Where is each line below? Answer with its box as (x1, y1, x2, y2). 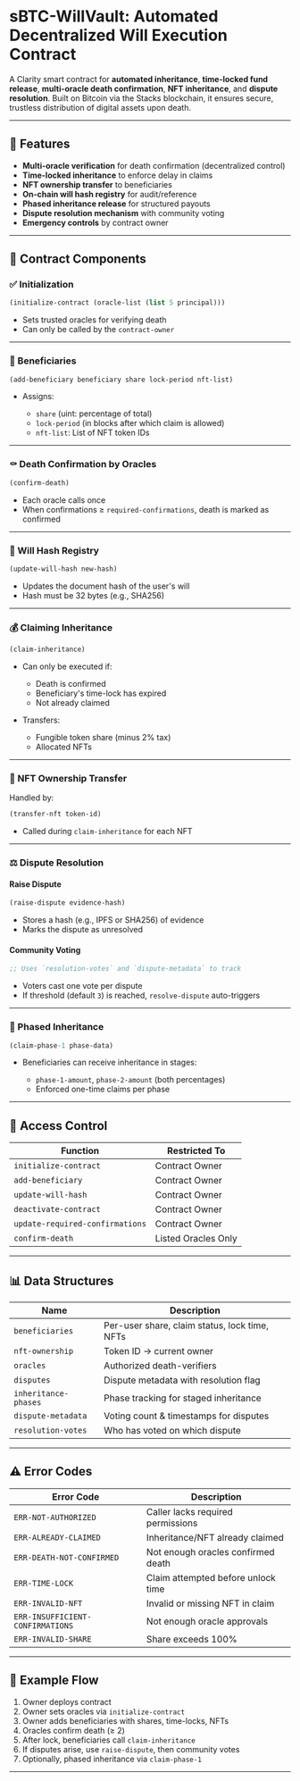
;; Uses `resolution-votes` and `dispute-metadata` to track (9, 965, 242, 974)
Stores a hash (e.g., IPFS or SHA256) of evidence (21, 915, 204, 925)
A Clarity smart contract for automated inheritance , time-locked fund (9, 73, 269, 84)
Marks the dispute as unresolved (21, 924, 144, 935)
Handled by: (9, 792, 54, 803)
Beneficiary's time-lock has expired (35, 688, 167, 698)
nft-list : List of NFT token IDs (35, 427, 150, 439)
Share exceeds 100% (146, 1633, 238, 1645)
